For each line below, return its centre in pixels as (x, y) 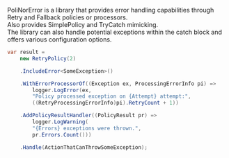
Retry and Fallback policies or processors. (68, 17)
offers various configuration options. (60, 39)
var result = (26, 52)
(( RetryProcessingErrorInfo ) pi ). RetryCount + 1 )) (105, 103)
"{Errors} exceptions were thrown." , (87, 128)
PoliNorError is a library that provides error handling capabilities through (111, 10)
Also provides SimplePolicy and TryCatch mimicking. (83, 25)
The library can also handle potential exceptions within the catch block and (115, 32)
